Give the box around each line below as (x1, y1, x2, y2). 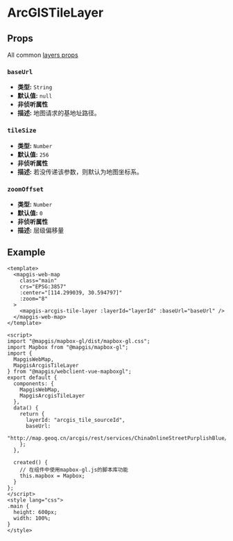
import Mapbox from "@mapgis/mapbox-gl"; (7, 344, 129, 351)
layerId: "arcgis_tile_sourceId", (25, 416, 126, 423)
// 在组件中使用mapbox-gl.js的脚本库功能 (19, 466, 128, 473)
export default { (7, 374, 58, 381)
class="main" (19, 277, 58, 284)
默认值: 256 (17, 150, 49, 159)
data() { (13, 404, 39, 411)
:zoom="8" (19, 295, 49, 302)
